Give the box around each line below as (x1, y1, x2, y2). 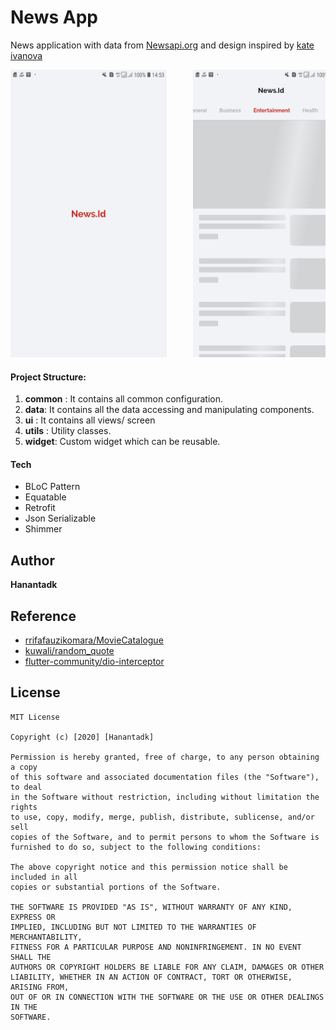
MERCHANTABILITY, (10, 932, 83, 942)
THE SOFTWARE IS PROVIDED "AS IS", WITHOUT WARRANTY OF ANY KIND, (10, 902, 293, 912)
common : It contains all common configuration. (24, 393, 224, 405)
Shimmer (24, 523, 63, 535)
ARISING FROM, (10, 982, 70, 992)
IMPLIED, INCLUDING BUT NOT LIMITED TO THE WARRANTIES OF (10, 922, 257, 932)
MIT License (10, 712, 60, 722)
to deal (10, 782, 43, 792)
